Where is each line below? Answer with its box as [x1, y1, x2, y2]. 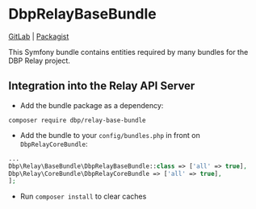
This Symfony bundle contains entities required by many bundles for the [8, 47, 249, 56]
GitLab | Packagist [8, 31, 69, 41]
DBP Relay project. [8, 56, 71, 65]
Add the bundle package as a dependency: [19, 100, 164, 110]
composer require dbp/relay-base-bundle [8, 116, 147, 124]
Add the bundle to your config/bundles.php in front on [19, 130, 200, 140]
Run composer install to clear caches [19, 191, 147, 202]
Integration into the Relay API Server [8, 79, 195, 93]
